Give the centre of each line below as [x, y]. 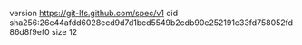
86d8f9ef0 [29, 32]
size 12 [64, 32]
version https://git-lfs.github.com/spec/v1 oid [94, 13]
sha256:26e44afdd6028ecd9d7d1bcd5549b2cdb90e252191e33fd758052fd [151, 22]
